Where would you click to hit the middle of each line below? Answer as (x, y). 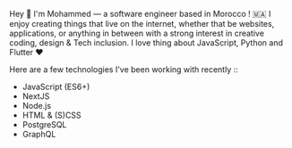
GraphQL (39, 134)
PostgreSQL (44, 124)
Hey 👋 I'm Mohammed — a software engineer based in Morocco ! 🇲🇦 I (140, 14)
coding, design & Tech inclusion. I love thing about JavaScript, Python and (146, 43)
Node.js (37, 106)
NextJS (36, 96)
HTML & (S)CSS (52, 115)
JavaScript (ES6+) (56, 86)
